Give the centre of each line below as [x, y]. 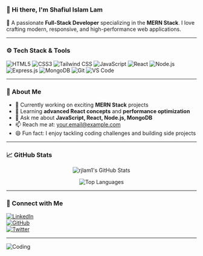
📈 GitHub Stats [29, 155]
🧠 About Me [24, 91]
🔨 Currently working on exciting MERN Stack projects [82, 105]
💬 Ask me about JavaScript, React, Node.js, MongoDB [84, 117]
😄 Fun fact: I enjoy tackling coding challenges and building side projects [105, 133]
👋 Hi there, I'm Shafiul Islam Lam [55, 10]
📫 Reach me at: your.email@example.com [68, 124]
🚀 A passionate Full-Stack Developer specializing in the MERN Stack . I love [101, 23]
